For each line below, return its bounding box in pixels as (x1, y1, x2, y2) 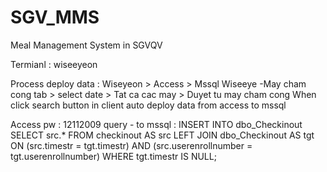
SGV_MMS (10, 6, 100, 29)
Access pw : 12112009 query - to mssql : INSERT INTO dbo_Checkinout (10, 118, 303, 130)
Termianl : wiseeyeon (10, 58, 98, 70)
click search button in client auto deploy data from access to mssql (10, 99, 287, 111)
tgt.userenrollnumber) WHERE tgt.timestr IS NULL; (10, 150, 217, 162)
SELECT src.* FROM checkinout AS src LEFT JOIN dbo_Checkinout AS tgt (10, 129, 315, 141)
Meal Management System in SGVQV (10, 39, 163, 51)
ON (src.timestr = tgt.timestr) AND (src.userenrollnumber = (10, 139, 253, 151)
